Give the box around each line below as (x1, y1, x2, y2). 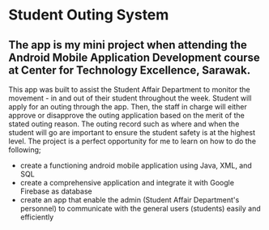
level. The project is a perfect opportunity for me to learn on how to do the (8, 136, 257, 146)
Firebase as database (19, 186, 92, 196)
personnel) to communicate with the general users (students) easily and (19, 204, 261, 213)
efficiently (19, 212, 54, 222)
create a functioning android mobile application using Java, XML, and (19, 160, 253, 170)
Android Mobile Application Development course (8, 50, 261, 64)
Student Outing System (8, 6, 169, 24)
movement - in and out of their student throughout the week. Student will (8, 93, 252, 103)
